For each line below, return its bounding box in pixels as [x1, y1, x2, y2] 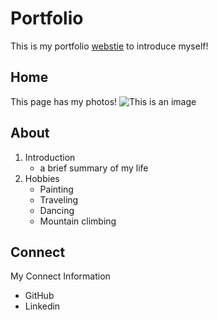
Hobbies [24, 172, 60, 184]
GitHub [24, 290, 55, 302]
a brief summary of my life [39, 162, 149, 174]
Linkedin [24, 300, 61, 312]
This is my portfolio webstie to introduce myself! [10, 40, 209, 52]
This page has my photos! [10, 95, 118, 107]
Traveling [39, 193, 79, 206]
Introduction [24, 151, 76, 163]
